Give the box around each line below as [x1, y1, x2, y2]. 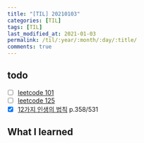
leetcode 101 [17, 88, 54, 96]
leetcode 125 [17, 96, 55, 105]
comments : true [7, 43, 52, 50]
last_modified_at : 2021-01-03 [7, 30, 97, 38]
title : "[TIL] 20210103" [7, 10, 80, 18]
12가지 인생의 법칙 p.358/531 [17, 105, 99, 113]
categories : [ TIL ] [7, 17, 61, 24]
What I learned [7, 126, 73, 138]
